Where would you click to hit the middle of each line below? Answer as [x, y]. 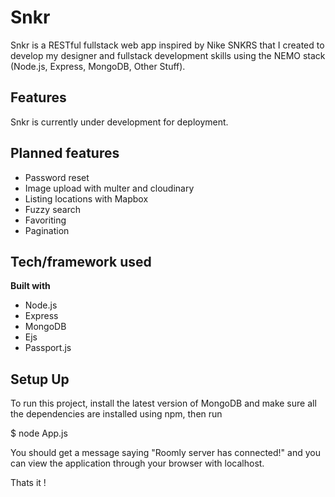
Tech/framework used [81, 261]
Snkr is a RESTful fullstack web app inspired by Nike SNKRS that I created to [167, 45]
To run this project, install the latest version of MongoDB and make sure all [163, 403]
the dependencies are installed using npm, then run [116, 414]
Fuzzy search [53, 209]
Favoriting [45, 220]
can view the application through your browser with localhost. [137, 463]
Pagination [47, 230]
